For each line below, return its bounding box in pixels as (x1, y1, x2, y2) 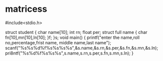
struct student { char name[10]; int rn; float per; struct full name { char (5, 29, 148, 35)
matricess (5, 3, 47, 15)
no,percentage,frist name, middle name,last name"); (5, 39, 111, 45)
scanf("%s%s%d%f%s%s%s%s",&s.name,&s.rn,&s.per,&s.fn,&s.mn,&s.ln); (5, 45, 159, 51)
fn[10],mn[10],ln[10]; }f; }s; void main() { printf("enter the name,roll (5, 34, 140, 40)
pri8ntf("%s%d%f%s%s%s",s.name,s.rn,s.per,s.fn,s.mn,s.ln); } (5, 50, 134, 56)
